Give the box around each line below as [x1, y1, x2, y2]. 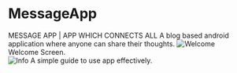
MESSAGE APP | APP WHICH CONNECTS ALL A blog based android [8, 31, 230, 40]
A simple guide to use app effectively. [30, 56, 153, 65]
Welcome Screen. [8, 47, 66, 57]
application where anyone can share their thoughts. [8, 38, 176, 48]
